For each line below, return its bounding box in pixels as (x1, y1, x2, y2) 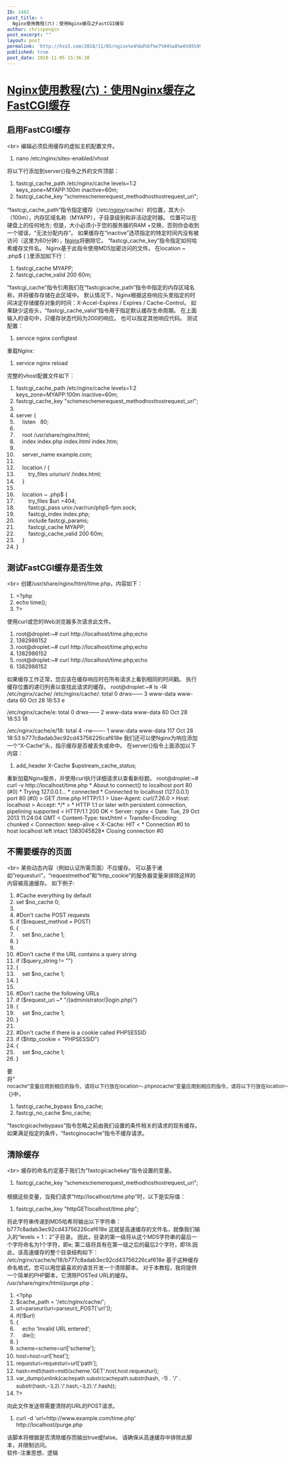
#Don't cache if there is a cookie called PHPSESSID (15, 1029, 147, 1036)
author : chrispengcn (7, 26, 60, 33)
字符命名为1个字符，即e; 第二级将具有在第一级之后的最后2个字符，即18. (12, 1241, 193, 1248)
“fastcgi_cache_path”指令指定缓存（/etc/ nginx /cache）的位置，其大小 (7, 206, 185, 214)
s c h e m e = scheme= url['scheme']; (15, 1345, 96, 1352)
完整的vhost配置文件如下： (7, 372, 76, 380)
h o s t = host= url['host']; (15, 1352, 70, 1359)
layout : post (7, 37, 41, 44)
